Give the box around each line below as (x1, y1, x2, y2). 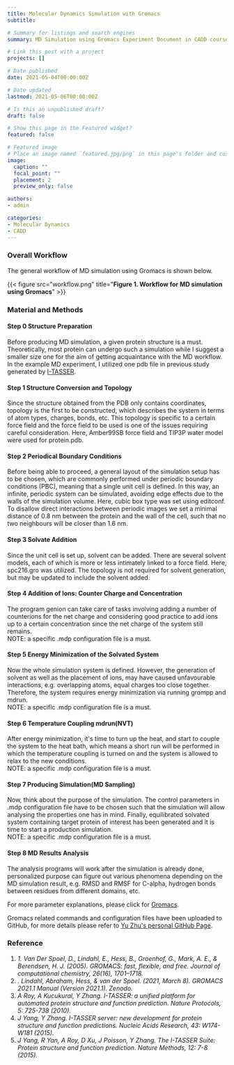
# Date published (7, 68, 58, 75)
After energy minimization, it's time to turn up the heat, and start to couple (7, 735, 220, 743)
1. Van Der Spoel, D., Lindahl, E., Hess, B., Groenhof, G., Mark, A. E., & (17, 954, 218, 962)
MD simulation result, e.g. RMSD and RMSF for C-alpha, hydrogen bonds (7, 879, 216, 888)
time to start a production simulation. (7, 825, 113, 834)
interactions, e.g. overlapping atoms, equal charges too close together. (7, 680, 210, 689)
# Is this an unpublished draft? (7, 105, 104, 112)
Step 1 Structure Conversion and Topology (7, 383, 132, 392)
